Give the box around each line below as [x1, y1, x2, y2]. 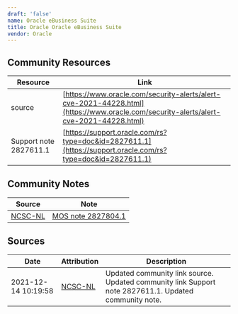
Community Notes [7, 178, 90, 190]
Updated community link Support [105, 277, 216, 287]
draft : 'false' [7, 10, 52, 18]
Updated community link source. [105, 268, 214, 278]
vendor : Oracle [7, 30, 52, 38]
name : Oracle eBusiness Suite [7, 17, 97, 24]
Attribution [61, 256, 99, 266]
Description [146, 256, 187, 266]
